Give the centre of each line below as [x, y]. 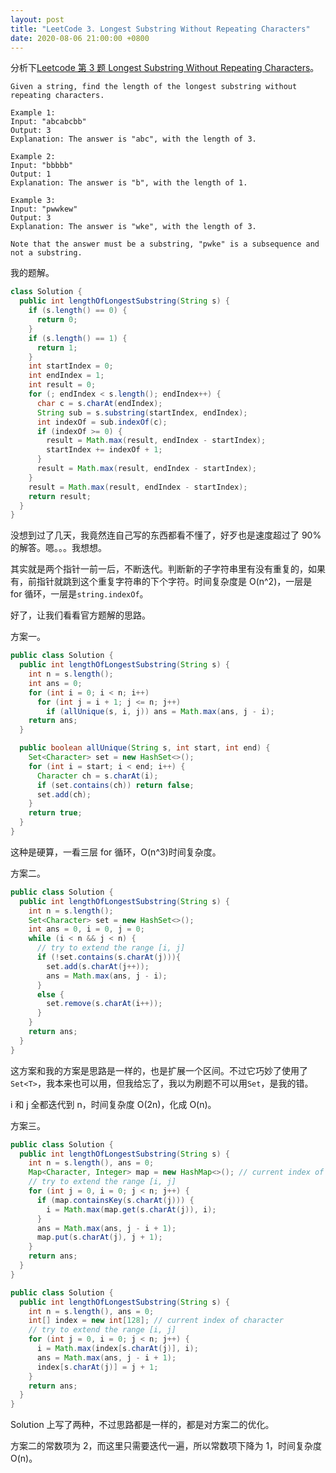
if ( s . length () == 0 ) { [78, 311]
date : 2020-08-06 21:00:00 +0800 [80, 38]
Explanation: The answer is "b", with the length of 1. [129, 183]
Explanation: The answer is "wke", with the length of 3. [133, 227]
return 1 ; [57, 347]
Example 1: [33, 113]
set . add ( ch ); [64, 794]
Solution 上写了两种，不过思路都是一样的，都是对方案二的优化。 [142, 1425]
